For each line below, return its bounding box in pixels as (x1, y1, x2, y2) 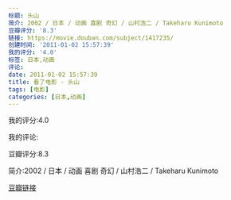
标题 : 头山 (8, 11, 40, 20)
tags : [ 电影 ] (8, 85, 49, 94)
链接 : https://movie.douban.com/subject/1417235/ (8, 33, 174, 42)
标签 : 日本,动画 (8, 56, 55, 64)
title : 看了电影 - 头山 (8, 78, 80, 86)
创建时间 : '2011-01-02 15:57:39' (8, 41, 115, 49)
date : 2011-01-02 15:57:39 (8, 71, 98, 79)
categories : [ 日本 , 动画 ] (8, 93, 86, 101)
